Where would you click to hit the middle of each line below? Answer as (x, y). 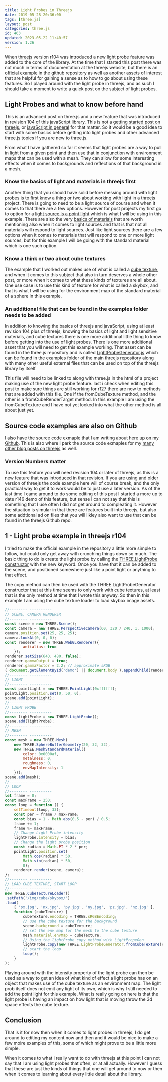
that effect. (16, 575)
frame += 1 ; (26, 824)
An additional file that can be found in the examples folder (77, 309)
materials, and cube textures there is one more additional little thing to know (83, 337)
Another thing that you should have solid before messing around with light (81, 192)
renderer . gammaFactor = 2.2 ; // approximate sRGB (58, 665)
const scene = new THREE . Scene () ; (41, 624)
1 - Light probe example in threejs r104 (66, 536)
